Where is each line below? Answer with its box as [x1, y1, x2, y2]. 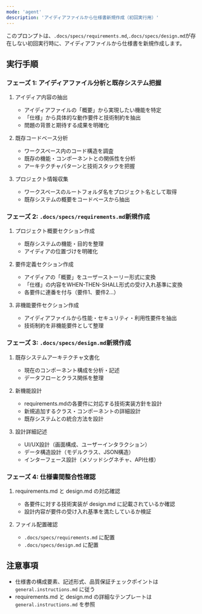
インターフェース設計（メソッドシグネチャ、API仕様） [24, 456, 159, 463]
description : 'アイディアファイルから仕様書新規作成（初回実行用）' [6, 15, 159, 21]
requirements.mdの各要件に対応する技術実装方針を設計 [24, 399, 162, 407]
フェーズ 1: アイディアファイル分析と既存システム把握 [6, 78, 161, 87]
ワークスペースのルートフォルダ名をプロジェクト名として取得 [24, 189, 177, 196]
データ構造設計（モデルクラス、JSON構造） [24, 448, 134, 455]
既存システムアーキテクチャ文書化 [15, 353, 100, 361]
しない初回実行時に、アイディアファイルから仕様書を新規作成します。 [11, 39, 186, 47]
